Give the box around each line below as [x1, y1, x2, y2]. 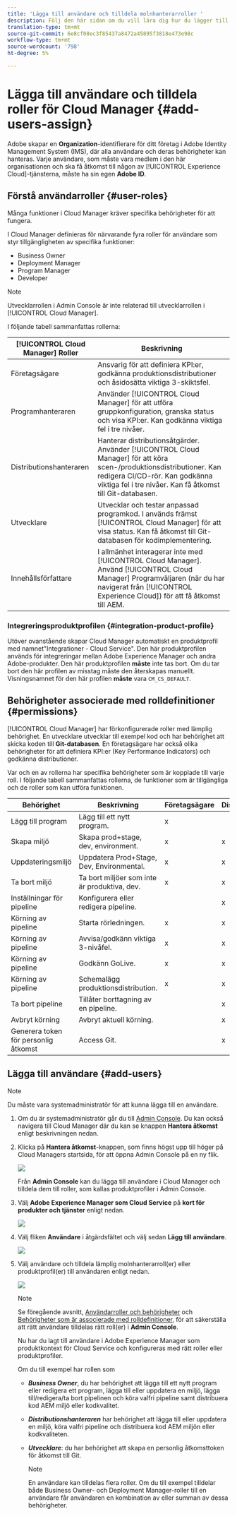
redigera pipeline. [78, 901, 137, 911]
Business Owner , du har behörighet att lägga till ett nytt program [28, 1378, 217, 1387]
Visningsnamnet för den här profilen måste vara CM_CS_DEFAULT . [7, 674, 192, 682]
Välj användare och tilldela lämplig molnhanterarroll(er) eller [17, 1259, 191, 1268]
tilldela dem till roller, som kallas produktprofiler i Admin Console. [17, 1184, 207, 1193]
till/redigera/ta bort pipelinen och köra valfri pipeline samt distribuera [28, 1393, 229, 1402]
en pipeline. [78, 1003, 118, 1013]
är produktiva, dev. [78, 882, 141, 891]
